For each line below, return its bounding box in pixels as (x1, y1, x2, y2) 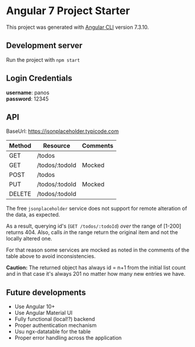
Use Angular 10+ (14, 303, 55, 310)
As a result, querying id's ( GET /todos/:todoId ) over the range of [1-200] (6, 222, 181, 230)
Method (9, 142, 32, 150)
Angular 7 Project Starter (6, 4, 130, 18)
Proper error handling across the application (14, 334, 122, 342)
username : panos (6, 89, 50, 96)
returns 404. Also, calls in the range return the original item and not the (6, 229, 178, 236)
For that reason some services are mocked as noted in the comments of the (6, 246, 190, 253)
